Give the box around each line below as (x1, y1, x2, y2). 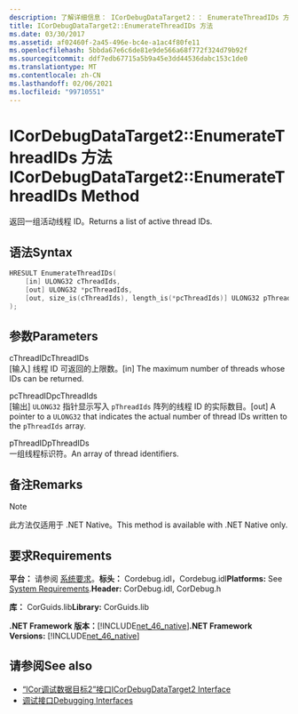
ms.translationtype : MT (9, 63, 98, 72)
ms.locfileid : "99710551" (9, 87, 105, 96)
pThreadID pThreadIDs (9, 437, 90, 449)
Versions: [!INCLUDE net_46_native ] (9, 630, 140, 641)
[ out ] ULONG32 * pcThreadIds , (25, 285, 133, 294)
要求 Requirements (9, 548, 113, 563)
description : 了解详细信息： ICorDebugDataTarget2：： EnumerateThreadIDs (9, 12, 279, 22)
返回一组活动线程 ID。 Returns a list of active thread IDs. (9, 216, 213, 227)
